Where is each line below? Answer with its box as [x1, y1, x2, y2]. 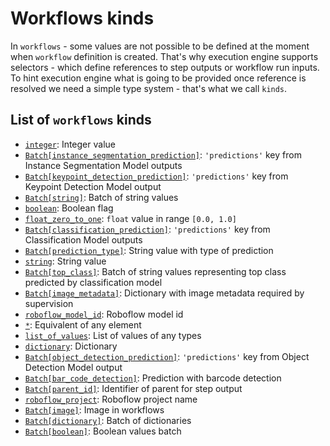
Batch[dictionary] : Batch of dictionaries [24, 414, 192, 426]
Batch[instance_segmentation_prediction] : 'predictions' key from [24, 148, 302, 161]
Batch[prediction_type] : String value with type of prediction [24, 244, 274, 256]
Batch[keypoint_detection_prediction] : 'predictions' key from [24, 170, 289, 182]
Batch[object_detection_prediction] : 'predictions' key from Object [24, 350, 310, 362]
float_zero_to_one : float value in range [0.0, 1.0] [24, 212, 237, 224]
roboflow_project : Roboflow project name [24, 393, 198, 405]
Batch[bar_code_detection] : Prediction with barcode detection [24, 372, 282, 384]
